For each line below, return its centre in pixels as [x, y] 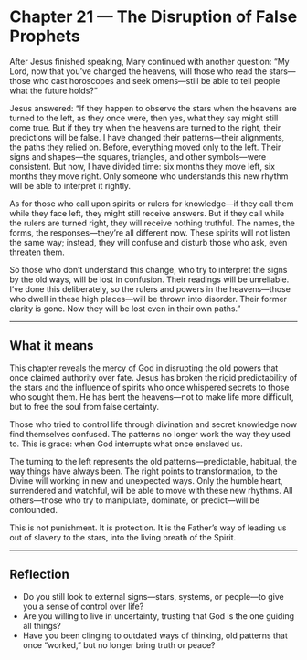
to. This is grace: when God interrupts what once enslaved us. [127, 444]
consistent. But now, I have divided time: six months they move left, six [143, 166]
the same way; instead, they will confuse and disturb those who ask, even [148, 242]
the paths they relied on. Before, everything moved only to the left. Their [145, 147]
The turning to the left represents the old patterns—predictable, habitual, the [153, 461]
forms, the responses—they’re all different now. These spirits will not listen [150, 232]
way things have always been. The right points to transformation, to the [144, 471]
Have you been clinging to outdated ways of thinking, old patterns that [155, 635]
